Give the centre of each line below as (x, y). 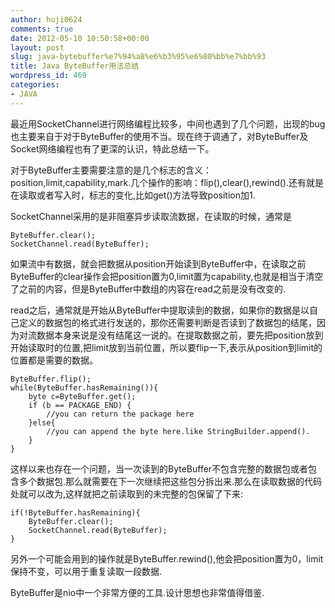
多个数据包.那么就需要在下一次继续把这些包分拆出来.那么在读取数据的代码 (170, 481)
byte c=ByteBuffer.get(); (82, 396)
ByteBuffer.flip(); (51, 379)
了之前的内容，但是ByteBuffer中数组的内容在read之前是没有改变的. (148, 288)
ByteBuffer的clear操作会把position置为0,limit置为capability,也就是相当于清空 (167, 276)
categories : (35, 85)
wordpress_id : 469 (48, 76)
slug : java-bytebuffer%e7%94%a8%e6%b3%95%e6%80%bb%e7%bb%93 (138, 57)
